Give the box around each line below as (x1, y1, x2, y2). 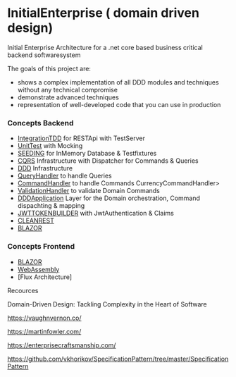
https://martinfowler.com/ (7, 327, 82, 335)
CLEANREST (17, 216, 54, 225)
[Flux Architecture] (17, 273, 73, 281)
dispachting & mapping (17, 202, 85, 210)
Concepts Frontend (7, 242, 75, 252)
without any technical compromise (17, 85, 118, 94)
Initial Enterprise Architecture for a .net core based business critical (7, 43, 203, 51)
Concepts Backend (7, 118, 74, 128)
